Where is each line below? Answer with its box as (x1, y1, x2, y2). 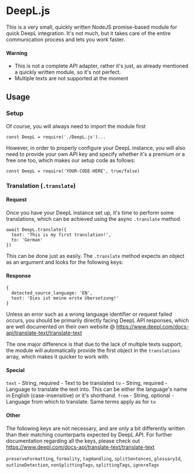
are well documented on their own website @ (6, 323, 115, 330)
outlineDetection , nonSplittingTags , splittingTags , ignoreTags (6, 461, 159, 468)
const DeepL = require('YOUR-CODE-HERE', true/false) (6, 168, 141, 174)
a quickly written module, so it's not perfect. (14, 69, 121, 76)
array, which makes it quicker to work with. (6, 353, 110, 360)
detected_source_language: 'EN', (11, 290, 93, 296)
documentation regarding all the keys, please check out (6, 437, 141, 444)
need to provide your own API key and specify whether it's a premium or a (6, 151, 186, 158)
